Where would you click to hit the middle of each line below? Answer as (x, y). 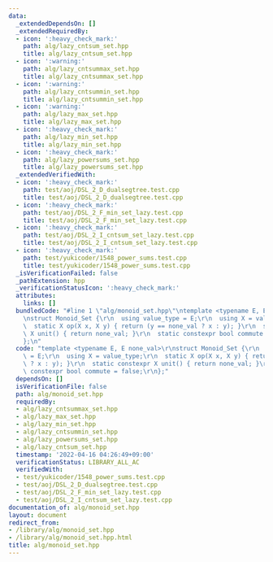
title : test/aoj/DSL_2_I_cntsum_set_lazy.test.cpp (110, 243)
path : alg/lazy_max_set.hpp (70, 115)
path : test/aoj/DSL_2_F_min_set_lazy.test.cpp (103, 212)
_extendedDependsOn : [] (56, 24)
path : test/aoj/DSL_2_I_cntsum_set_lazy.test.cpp (109, 235)
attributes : (36, 296)
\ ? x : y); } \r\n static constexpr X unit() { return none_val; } (141, 364)
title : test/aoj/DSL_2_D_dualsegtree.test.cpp (103, 197)
